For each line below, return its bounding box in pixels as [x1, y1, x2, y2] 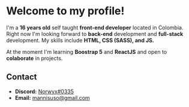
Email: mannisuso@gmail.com [14, 94, 90, 101]
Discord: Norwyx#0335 [14, 88, 74, 95]
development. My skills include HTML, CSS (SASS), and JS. [6, 36, 154, 44]
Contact [6, 72, 37, 82]
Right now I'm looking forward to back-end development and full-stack [6, 30, 184, 37]
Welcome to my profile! [6, 4, 125, 18]
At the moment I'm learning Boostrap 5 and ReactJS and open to [6, 48, 167, 55]
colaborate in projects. [6, 54, 63, 62]
